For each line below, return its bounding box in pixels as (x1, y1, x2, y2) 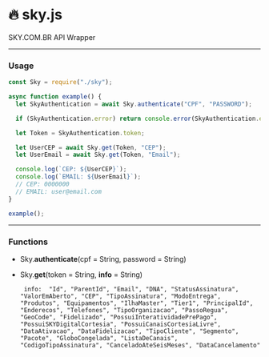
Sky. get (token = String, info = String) (19, 270, 143, 279)
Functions (8, 236, 48, 247)
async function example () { (8, 93, 102, 101)
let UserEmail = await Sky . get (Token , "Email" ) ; (15, 150, 181, 159)
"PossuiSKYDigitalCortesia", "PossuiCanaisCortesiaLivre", (19, 320, 222, 328)
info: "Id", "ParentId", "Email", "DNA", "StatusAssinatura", (23, 285, 239, 293)
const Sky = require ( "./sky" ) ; (8, 78, 113, 86)
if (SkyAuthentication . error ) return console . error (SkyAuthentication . (15, 114, 260, 122)
